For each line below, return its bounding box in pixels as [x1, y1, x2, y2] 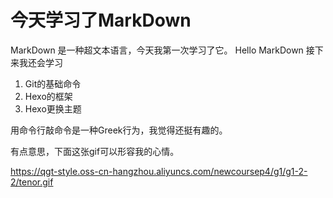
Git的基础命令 [24, 77, 82, 90]
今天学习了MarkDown [10, 9, 192, 32]
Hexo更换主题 [24, 102, 82, 115]
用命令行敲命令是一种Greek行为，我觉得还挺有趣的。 [10, 124, 228, 136]
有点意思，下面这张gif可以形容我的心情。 [10, 145, 180, 157]
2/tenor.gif [10, 176, 54, 188]
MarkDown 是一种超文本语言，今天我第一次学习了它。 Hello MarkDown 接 [10, 44, 315, 56]
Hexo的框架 [24, 90, 73, 102]
